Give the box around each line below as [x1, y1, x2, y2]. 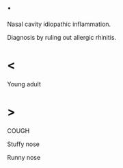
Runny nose [7, 153, 41, 161]
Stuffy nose [7, 140, 40, 148]
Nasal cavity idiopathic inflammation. [7, 20, 111, 28]
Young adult [7, 80, 41, 88]
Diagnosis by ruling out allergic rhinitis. [7, 33, 117, 41]
